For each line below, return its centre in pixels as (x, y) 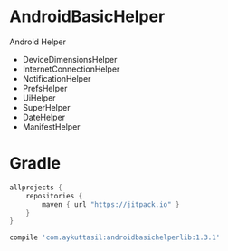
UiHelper (39, 98)
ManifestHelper (51, 126)
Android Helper (38, 42)
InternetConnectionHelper (71, 69)
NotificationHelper (57, 78)
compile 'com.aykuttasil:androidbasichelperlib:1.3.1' (115, 237)
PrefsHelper (45, 88)
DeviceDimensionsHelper (70, 59)
